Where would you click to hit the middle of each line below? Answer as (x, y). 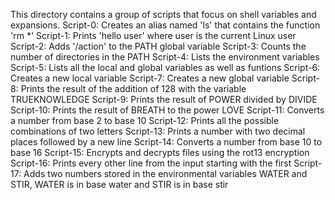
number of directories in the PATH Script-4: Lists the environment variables (165, 57)
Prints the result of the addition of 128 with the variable (133, 88)
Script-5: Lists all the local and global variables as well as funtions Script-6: (165, 67)
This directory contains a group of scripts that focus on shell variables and (163, 14)
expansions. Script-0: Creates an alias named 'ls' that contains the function (165, 25)
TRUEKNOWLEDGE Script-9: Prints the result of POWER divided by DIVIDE (164, 99)
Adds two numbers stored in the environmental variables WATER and (165, 173)
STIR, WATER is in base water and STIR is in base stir (119, 184)
